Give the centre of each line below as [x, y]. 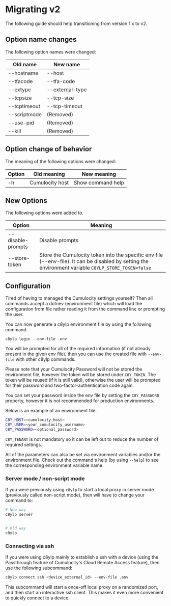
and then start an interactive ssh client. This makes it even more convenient [84, 592]
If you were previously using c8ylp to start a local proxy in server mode [80, 490]
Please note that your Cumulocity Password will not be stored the [74, 369]
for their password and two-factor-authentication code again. [69, 385]
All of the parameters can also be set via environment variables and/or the [83, 454]
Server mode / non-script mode [45, 479]
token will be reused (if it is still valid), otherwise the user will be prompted [83, 380]
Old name [25, 64]
